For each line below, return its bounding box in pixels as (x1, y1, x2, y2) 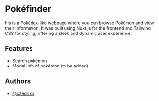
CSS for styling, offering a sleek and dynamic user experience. (5, 30, 132, 36)
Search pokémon (12, 58, 47, 64)
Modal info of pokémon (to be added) (12, 63, 89, 68)
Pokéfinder (5, 3, 52, 15)
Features (5, 44, 33, 53)
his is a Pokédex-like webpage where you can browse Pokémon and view (5, 20, 154, 26)
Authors (5, 77, 31, 86)
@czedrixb (12, 90, 34, 96)
